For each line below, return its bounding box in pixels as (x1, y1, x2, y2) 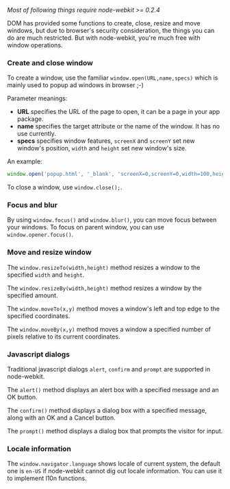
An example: (7, 157, 42, 166)
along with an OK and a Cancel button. (7, 413, 116, 422)
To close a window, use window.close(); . (7, 183, 123, 192)
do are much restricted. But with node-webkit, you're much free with (7, 34, 201, 42)
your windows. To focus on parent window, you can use (7, 223, 164, 231)
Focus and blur (7, 201, 58, 210)
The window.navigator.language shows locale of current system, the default (7, 459, 220, 468)
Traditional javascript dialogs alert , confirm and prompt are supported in (7, 365, 211, 374)
